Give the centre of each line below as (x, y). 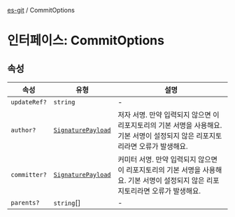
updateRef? (29, 102)
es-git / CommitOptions (41, 10)
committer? (29, 175)
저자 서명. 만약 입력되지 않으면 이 (169, 115)
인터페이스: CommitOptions (86, 41)
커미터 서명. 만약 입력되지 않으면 (168, 159)
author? (23, 130)
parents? (25, 203)
